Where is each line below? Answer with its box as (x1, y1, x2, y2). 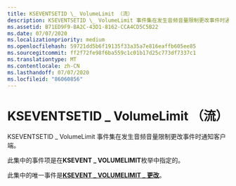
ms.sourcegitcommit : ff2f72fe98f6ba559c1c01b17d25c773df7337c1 (7, 50, 197, 57)
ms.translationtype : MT (7, 56, 77, 63)
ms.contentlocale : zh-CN (7, 62, 80, 69)
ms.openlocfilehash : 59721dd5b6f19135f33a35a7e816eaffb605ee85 (7, 43, 197, 50)
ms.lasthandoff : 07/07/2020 (7, 69, 90, 76)
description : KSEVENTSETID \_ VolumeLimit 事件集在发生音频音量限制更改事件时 (7, 17, 225, 24)
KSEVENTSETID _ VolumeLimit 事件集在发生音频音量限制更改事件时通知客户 (7, 133, 226, 141)
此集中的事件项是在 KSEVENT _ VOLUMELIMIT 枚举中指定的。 (7, 156, 185, 165)
